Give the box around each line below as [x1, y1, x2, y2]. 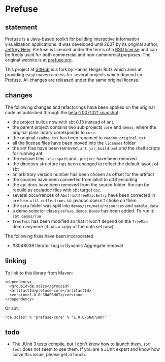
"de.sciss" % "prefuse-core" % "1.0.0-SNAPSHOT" [5, 315, 107, 320]
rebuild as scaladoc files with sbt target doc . [12, 187, 101, 193]
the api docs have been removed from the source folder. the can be [12, 181, 149, 187]
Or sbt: [5, 305, 19, 311]
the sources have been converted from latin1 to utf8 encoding [12, 176, 138, 182]
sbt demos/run [12, 214, 41, 219]
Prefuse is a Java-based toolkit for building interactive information [5, 36, 139, 42]
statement [5, 23, 38, 31]
